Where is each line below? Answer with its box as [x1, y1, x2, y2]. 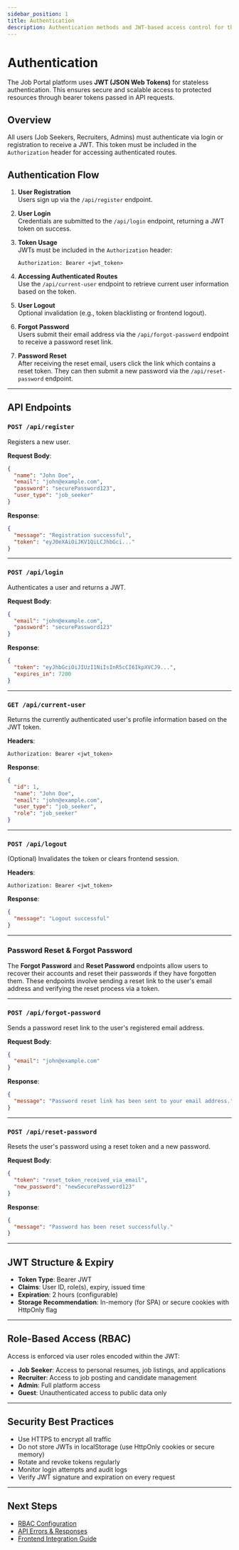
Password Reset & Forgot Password [7, 945, 133, 955]
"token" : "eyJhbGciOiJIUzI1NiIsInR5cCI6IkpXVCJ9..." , [14, 664, 176, 671]
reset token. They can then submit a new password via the [17, 366, 190, 375]
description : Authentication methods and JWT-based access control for [7, 24, 224, 31]
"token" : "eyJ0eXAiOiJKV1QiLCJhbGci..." [14, 538, 135, 545]
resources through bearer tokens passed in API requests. [7, 94, 175, 102]
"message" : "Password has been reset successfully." [14, 1223, 174, 1230]
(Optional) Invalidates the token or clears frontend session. [7, 855, 179, 863]
